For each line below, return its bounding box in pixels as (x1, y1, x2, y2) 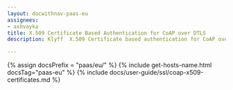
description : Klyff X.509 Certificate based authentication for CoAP (7, 36, 216, 43)
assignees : (7, 17, 39, 24)
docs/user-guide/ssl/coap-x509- (110, 69, 204, 77)
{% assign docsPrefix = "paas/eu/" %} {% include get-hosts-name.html (7, 61, 212, 69)
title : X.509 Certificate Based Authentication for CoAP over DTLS (7, 29, 207, 37)
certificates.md (7, 75, 51, 84)
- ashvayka (7, 23, 39, 30)
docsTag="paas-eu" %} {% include (7, 69, 109, 77)
